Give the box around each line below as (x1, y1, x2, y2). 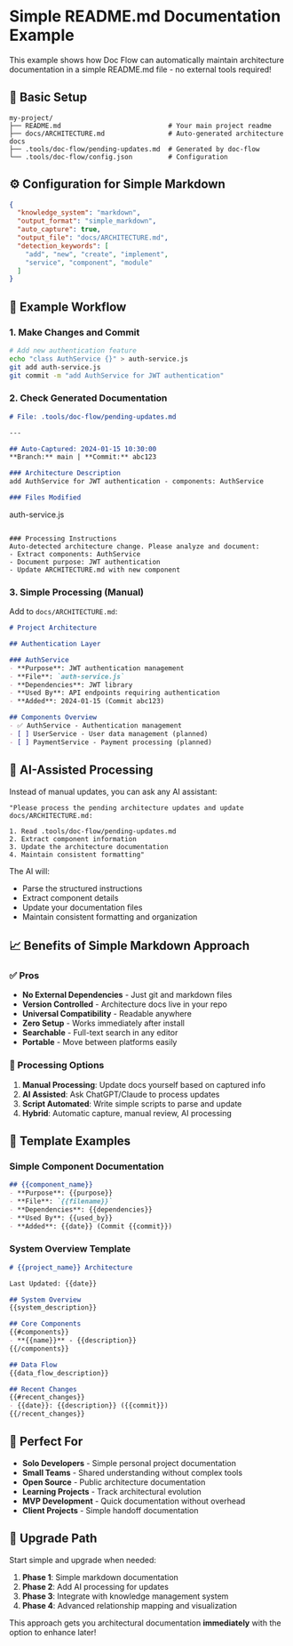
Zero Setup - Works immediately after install (21, 1018, 185, 1029)
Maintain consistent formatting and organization (21, 911, 198, 922)
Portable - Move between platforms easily (21, 1037, 178, 1048)
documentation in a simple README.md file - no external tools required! (9, 64, 273, 75)
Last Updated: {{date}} (9, 1279, 98, 1288)
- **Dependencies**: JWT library (9, 680, 133, 689)
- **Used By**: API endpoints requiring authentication (9, 688, 220, 698)
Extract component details (21, 892, 119, 903)
